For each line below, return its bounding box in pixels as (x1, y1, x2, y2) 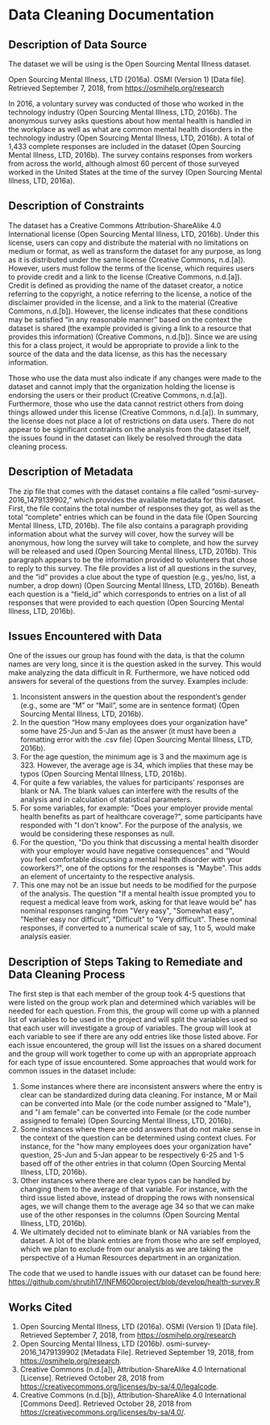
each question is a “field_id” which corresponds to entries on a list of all (8, 589, 247, 599)
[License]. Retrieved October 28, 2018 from (19, 1373, 164, 1383)
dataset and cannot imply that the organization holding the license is (8, 381, 235, 391)
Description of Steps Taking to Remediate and (8, 955, 243, 968)
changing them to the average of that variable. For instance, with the (19, 1184, 248, 1194)
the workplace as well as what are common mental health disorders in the (8, 125, 253, 134)
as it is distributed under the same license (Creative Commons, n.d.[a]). (8, 255, 246, 264)
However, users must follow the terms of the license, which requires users (8, 263, 255, 273)
